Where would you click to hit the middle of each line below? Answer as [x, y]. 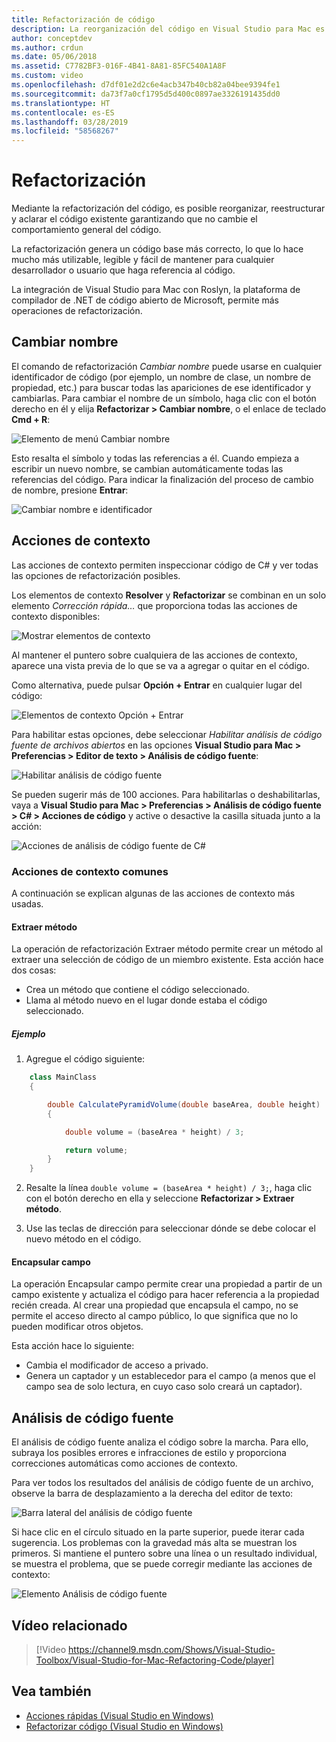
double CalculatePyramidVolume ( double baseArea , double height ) [184, 1104]
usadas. [27, 903]
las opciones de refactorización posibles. [96, 575]
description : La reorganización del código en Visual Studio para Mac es [168, 29]
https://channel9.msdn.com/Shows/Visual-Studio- [172, 1649]
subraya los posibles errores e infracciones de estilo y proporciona [149, 1453]
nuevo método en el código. [83, 1239]
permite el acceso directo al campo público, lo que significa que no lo [155, 1316]
